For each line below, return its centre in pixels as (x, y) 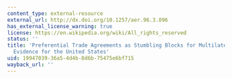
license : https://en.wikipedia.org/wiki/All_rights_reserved (97, 33)
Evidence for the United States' (61, 52)
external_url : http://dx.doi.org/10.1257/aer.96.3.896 (88, 20)
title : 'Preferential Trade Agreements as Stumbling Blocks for (101, 45)
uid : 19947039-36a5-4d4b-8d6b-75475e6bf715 (71, 58)
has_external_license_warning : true (60, 26)
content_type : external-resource (55, 13)
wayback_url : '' (30, 65)
